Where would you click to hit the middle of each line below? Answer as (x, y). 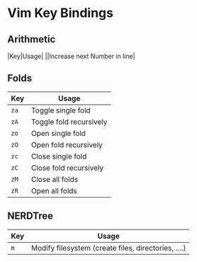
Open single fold (58, 133)
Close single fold (59, 156)
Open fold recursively (67, 144)
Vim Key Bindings (60, 13)
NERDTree (30, 216)
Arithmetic (32, 39)
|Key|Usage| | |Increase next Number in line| (72, 56)
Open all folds (54, 190)
